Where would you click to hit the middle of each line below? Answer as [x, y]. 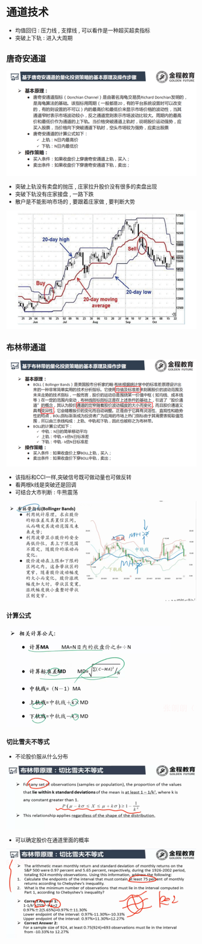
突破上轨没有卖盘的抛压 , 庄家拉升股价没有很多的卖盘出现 [86, 187]
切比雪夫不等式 [28, 742]
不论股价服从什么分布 [41, 756]
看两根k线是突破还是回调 [46, 484]
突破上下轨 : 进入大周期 [44, 37]
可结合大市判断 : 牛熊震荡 [46, 492]
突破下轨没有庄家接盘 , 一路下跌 [54, 194]
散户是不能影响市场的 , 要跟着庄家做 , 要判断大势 [75, 202]
